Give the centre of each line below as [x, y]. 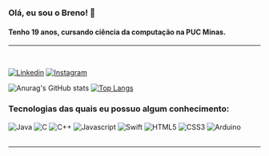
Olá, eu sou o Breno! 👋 [52, 13]
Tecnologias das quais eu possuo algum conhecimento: [119, 109]
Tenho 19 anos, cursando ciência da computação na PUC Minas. [117, 32]
